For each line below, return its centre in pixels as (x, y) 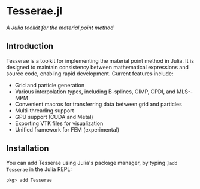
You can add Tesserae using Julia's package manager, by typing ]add (92, 163)
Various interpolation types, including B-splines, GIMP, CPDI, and (95, 92)
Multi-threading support (44, 110)
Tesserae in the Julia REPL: (39, 169)
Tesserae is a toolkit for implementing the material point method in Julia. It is (100, 60)
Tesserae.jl (34, 11)
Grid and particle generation (50, 85)
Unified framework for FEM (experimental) (67, 129)
